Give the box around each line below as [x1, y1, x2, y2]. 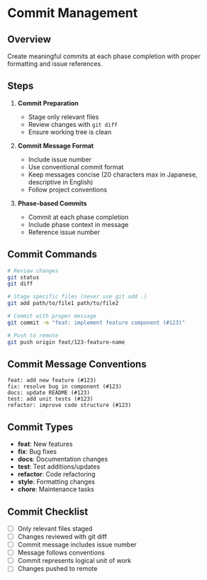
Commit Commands [7, 248, 98, 260]
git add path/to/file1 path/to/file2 [7, 300, 119, 307]
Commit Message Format [17, 141, 94, 150]
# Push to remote [7, 332, 59, 339]
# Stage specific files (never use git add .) [7, 293, 147, 301]
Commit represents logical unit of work [17, 557, 132, 565]
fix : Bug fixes [17, 447, 57, 456]
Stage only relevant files [28, 112, 99, 121]
